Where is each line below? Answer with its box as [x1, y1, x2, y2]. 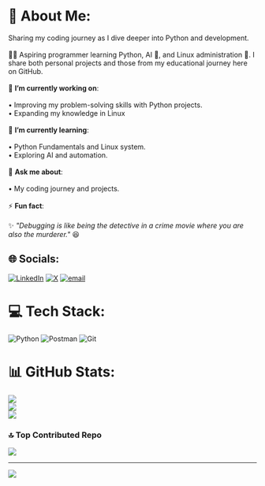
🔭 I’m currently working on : [8, 83, 99, 93]
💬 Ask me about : [8, 167, 63, 176]
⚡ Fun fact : [8, 201, 45, 210]
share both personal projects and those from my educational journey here [8, 58, 248, 68]
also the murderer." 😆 [8, 229, 80, 239]
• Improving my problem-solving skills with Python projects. [8, 100, 203, 109]
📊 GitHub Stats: [8, 362, 116, 380]
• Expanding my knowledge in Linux [8, 108, 125, 117]
